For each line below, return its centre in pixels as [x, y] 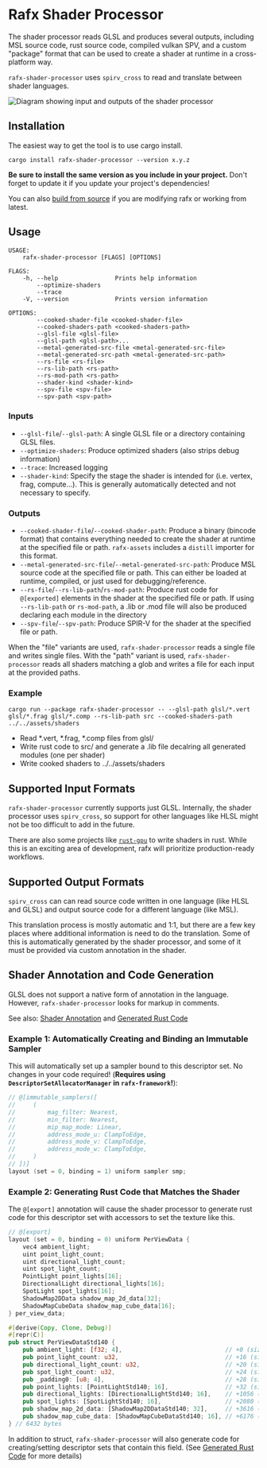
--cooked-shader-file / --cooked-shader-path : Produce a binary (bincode [138, 531]
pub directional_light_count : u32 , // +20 [135, 1365]
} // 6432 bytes [35, 1423]
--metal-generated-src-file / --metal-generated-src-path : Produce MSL [137, 564]
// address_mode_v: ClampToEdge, [78, 1142]
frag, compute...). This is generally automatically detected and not [128, 484]
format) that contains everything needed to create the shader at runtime [137, 539]
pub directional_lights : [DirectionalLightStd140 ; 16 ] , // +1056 [138, 1394]
